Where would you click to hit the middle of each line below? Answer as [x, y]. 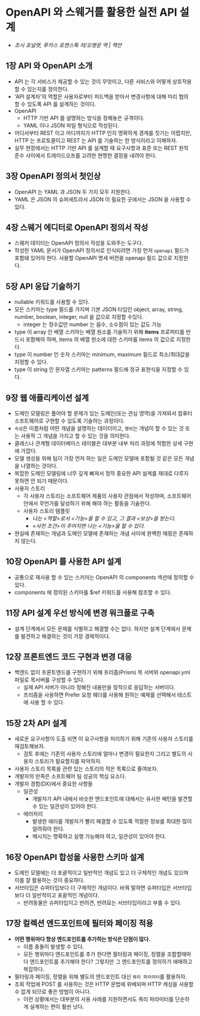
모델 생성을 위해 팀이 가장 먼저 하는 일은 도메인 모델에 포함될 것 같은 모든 [99, 458]
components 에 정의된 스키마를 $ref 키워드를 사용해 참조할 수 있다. [93, 592]
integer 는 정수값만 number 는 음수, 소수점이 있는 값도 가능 [93, 324]
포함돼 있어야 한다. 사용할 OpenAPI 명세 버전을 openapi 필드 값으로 [93, 258]
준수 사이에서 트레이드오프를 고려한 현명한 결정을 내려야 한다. [85, 155]
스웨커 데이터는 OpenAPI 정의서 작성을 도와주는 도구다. [79, 243]
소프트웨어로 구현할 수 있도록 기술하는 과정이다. [69, 421]
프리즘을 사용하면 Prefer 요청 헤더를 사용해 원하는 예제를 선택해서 [99, 695]
